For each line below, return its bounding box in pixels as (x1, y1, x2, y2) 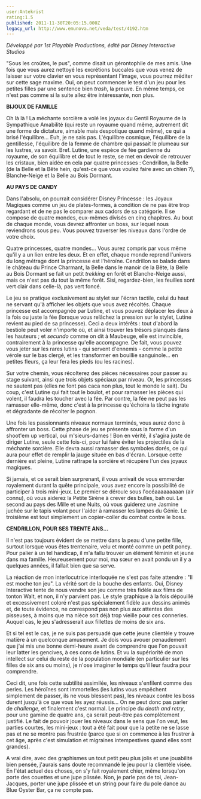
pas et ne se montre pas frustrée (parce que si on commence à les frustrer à (6, 730, 195, 737)
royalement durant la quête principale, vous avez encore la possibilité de (6, 482, 185, 489)
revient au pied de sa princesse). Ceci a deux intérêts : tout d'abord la (6, 320, 178, 327)
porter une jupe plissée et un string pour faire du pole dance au (30, 780, 187, 787)
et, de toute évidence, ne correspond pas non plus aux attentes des (6, 605, 173, 613)
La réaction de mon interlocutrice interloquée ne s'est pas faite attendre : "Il (6, 574, 193, 581)
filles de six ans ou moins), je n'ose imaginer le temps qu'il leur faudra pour (6, 661, 191, 669)
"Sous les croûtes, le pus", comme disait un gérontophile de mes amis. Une (6, 60, 191, 67)
